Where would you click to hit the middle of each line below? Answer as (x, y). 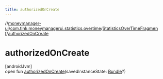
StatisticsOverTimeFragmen (130, 28)
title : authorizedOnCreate (32, 9)
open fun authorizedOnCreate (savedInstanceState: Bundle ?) (65, 71)
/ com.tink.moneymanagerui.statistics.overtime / (56, 28)
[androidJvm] (19, 66)
